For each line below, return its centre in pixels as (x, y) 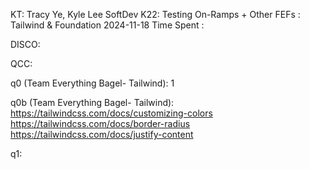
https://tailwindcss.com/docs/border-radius (100, 123)
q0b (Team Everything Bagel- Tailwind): (92, 102)
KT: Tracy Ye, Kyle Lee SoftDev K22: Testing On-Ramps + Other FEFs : (155, 14)
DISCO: (25, 44)
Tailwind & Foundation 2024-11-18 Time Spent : (107, 25)
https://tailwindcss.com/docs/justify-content (102, 134)
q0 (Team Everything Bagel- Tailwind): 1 (92, 83)
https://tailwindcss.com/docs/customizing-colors (111, 113)
